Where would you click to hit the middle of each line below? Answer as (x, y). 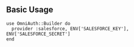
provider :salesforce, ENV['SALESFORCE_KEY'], (70, 29)
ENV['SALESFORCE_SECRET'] (38, 34)
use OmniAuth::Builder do (38, 23)
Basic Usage (30, 10)
